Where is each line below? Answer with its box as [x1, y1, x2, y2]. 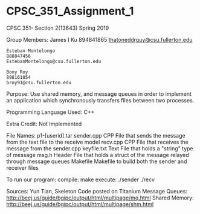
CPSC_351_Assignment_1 [6, 4, 134, 18]
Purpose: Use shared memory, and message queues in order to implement [6, 90, 192, 98]
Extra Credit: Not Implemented [6, 120, 82, 127]
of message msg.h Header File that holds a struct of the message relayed [6, 151, 189, 158]
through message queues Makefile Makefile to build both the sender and [6, 158, 187, 165]
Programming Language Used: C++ [6, 108, 95, 116]
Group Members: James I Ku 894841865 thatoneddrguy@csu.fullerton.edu [6, 36, 193, 43]
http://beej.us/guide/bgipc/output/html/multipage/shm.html [6, 200, 154, 207]
